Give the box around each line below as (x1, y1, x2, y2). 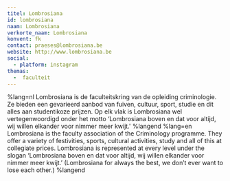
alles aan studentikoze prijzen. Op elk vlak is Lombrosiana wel (7, 107, 183, 116)
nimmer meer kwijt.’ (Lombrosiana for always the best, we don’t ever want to (7, 159, 224, 167)
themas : (7, 67, 30, 74)
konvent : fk (7, 36, 41, 43)
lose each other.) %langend (7, 166, 86, 174)
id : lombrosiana (7, 17, 54, 23)
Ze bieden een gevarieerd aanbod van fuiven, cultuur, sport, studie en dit (7, 100, 214, 109)
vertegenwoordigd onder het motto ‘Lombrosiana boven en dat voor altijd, (7, 115, 216, 123)
